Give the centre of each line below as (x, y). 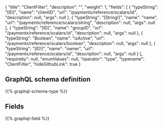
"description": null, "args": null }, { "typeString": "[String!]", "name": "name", (81, 17)
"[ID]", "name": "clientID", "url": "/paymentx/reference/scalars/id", (71, 12)
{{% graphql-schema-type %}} (36, 91)
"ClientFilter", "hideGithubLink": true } (43, 64)
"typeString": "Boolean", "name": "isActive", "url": (55, 38)
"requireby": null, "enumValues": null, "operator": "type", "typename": (75, 59)
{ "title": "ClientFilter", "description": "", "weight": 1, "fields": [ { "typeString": (82, 7)
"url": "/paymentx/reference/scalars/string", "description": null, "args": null (80, 22)
